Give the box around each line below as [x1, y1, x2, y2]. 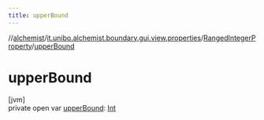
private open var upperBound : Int [8, 103, 117, 112]
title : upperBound [8, 11, 69, 20]
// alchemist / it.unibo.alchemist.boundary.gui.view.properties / [8, 33, 204, 42]
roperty [8, 41, 32, 51]
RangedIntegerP [203, 33, 256, 42]
